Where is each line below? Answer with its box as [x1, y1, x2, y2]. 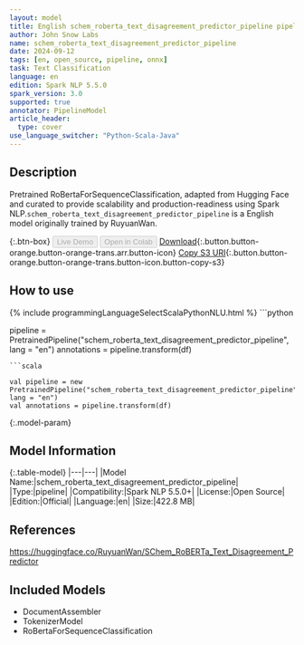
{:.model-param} [9, 417, 72, 428]
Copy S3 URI [177, 246, 226, 258]
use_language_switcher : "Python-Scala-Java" [9, 131, 180, 140]
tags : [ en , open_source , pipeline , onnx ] [9, 55, 168, 64]
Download [158, 236, 197, 246]
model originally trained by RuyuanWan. [9, 217, 157, 228]
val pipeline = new [9, 377, 83, 386]
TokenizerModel [22, 615, 83, 626]
